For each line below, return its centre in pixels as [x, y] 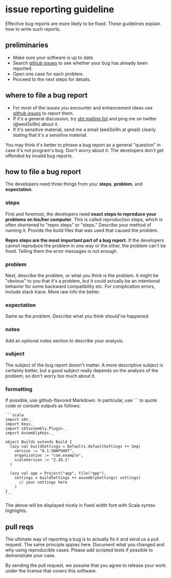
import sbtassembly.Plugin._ [36, 429]
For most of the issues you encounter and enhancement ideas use [82, 108]
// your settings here [43, 482]
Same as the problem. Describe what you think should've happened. [77, 316]
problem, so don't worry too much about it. [50, 376]
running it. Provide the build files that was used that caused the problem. [82, 230]
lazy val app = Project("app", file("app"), [58, 474]
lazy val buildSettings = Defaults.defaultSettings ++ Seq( [75, 446]
